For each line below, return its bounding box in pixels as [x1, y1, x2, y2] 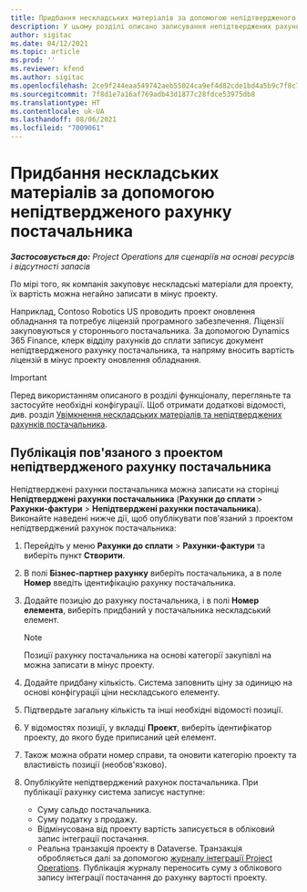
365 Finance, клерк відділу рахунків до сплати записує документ [10, 335, 264, 346]
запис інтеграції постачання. [36, 833, 149, 844]
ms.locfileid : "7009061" [10, 124, 105, 133]
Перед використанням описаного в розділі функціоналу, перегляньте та [10, 389, 292, 400]
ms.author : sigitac [10, 73, 85, 82]
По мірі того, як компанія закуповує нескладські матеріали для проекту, [10, 278, 294, 289]
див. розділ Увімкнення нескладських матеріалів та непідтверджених [10, 409, 282, 420]
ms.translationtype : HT [10, 98, 101, 108]
